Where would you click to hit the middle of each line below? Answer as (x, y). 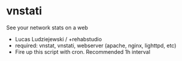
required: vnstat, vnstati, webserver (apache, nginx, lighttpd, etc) (96, 45)
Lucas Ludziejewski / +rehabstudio (58, 39)
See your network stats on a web (47, 28)
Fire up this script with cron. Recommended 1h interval (83, 51)
